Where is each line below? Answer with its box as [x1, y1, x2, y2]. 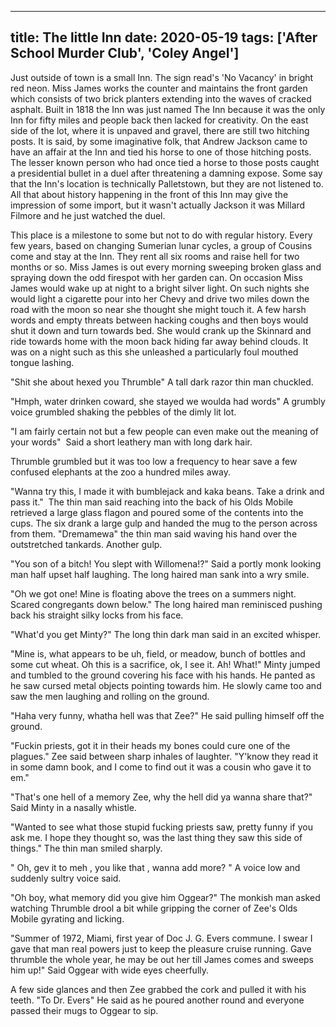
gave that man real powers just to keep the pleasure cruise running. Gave [10, 942, 312, 955]
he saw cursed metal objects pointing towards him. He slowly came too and [10, 679, 322, 691]
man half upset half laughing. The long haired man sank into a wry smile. [10, 568, 310, 580]
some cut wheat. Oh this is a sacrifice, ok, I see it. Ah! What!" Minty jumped [10, 658, 321, 670]
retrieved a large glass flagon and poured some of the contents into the [10, 506, 304, 518]
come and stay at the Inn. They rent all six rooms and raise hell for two [10, 250, 300, 262]
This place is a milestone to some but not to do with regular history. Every [10, 229, 313, 241]
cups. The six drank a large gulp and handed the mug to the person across [10, 517, 318, 529]
